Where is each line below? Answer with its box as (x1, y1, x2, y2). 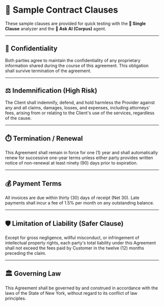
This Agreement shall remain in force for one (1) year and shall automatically (5, 150, 158, 156)
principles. (5, 295, 26, 301)
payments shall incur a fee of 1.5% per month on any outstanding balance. (5, 200, 155, 206)
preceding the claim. (5, 250, 46, 256)
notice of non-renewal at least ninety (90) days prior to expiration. (5, 160, 138, 166)
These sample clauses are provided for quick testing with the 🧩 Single (5, 20, 146, 26)
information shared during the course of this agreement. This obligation (5, 62, 149, 68)
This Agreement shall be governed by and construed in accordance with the (5, 285, 158, 291)
